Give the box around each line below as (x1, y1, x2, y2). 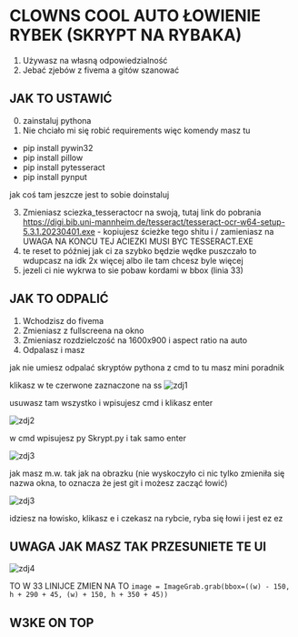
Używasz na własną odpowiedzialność (22, 55, 168, 66)
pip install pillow (22, 152, 84, 163)
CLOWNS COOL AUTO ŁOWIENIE (9, 5, 262, 26)
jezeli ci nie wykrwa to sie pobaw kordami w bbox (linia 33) (22, 265, 243, 276)
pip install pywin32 (22, 142, 94, 153)
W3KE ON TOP (9, 615, 94, 631)
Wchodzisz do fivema (22, 315, 104, 326)
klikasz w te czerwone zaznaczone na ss (9, 379, 163, 390)
